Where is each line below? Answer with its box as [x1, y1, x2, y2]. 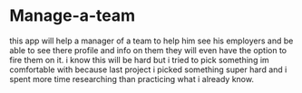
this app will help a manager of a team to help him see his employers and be [9, 35, 294, 46]
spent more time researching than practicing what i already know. [9, 73, 254, 84]
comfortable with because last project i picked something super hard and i [9, 64, 287, 75]
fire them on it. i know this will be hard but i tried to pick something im [9, 54, 269, 65]
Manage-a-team [9, 5, 136, 26]
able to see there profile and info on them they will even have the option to [9, 44, 287, 55]
